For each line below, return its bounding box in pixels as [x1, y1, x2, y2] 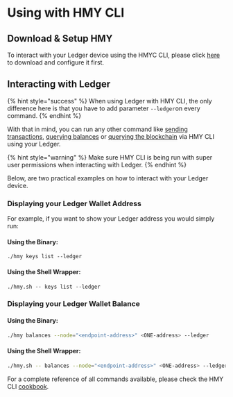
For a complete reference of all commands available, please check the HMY [7, 375, 224, 383]
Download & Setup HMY [7, 33, 113, 44]
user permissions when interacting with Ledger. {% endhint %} [7, 160, 187, 169]
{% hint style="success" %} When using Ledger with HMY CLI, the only [7, 96, 213, 105]
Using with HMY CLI [7, 5, 125, 21]
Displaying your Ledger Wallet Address [7, 198, 142, 208]
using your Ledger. [7, 140, 61, 148]
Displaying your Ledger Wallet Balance [7, 299, 141, 309]
